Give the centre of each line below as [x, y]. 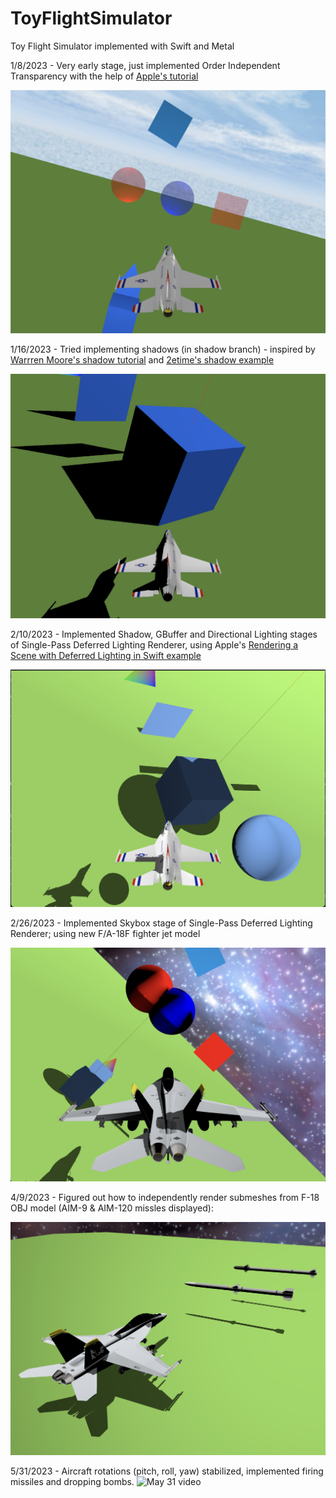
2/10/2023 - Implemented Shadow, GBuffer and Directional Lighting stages [164, 634]
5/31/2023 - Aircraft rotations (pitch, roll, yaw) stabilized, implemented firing [167, 1471]
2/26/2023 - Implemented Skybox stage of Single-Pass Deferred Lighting [161, 923]
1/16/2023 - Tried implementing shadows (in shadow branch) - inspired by [163, 349]
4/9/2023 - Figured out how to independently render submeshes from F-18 [165, 1197]
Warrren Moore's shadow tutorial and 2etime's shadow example [142, 360]
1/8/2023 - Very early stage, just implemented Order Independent [145, 65]
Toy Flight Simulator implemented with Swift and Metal [122, 46]
